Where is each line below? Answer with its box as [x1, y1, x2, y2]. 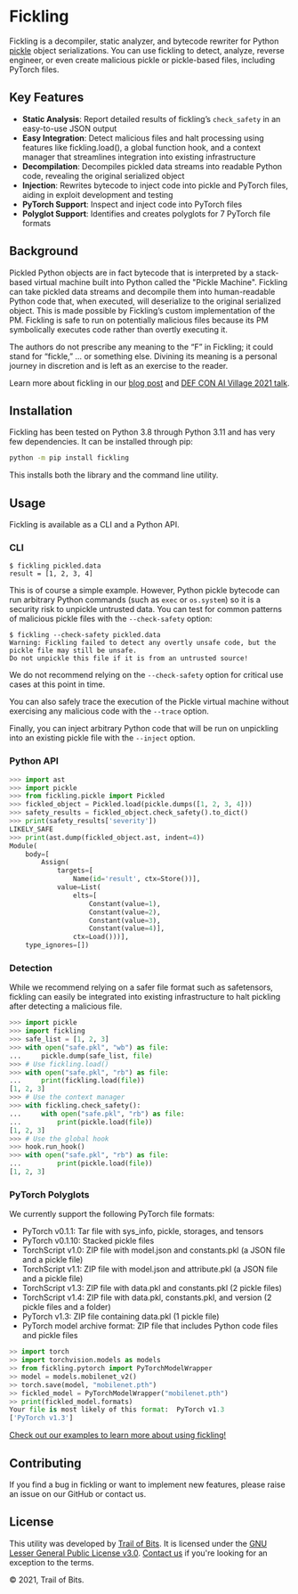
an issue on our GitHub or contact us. [9, 1488, 147, 1499]
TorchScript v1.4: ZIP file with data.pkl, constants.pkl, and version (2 [21, 1292, 272, 1303]
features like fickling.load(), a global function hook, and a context [21, 142, 261, 152]
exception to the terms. [9, 1557, 94, 1567]
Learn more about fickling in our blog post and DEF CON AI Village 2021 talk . [9, 377, 290, 388]
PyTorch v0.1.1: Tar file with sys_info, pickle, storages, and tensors [21, 1226, 264, 1237]
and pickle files [21, 1330, 78, 1341]
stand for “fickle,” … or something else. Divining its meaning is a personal [9, 350, 278, 362]
